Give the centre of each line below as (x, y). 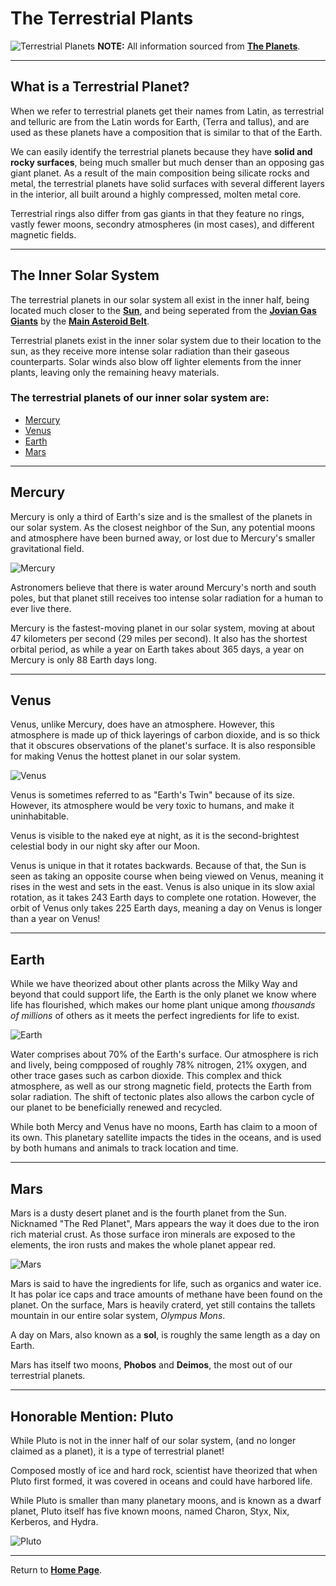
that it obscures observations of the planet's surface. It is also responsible (163, 746)
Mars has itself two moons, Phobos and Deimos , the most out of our (151, 1365)
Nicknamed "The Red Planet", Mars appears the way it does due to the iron (165, 1224)
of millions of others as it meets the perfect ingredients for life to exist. (155, 1016)
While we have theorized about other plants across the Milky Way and (154, 984)
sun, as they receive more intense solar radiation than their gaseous (150, 351)
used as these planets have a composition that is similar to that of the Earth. (166, 132)
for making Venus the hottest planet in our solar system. (126, 756)
